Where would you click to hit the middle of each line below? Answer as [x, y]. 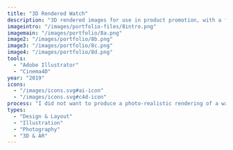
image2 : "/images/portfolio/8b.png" [60, 39]
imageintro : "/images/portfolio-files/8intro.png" [82, 26]
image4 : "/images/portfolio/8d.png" [60, 53]
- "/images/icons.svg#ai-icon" [59, 91]
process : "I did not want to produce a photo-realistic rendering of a [113, 104]
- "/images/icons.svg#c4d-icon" [60, 97]
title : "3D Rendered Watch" [48, 13]
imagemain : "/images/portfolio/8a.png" [65, 33]
